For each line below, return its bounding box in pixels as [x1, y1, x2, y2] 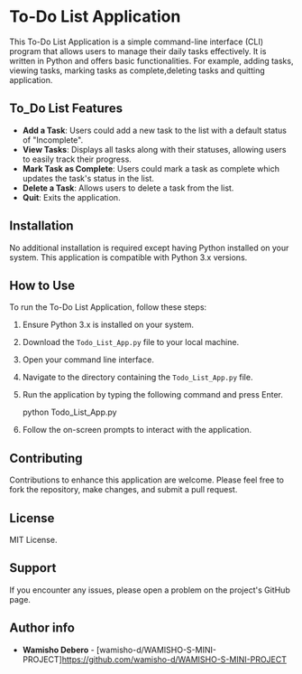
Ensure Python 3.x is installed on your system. [22, 319, 195, 331]
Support [9, 560, 57, 576]
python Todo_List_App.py [22, 407, 117, 417]
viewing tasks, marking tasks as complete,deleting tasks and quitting [9, 65, 266, 76]
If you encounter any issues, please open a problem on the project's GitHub [9, 585, 290, 595]
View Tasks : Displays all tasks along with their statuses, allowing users [22, 144, 287, 154]
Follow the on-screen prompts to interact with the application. [22, 425, 252, 435]
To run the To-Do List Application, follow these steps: [9, 302, 207, 313]
